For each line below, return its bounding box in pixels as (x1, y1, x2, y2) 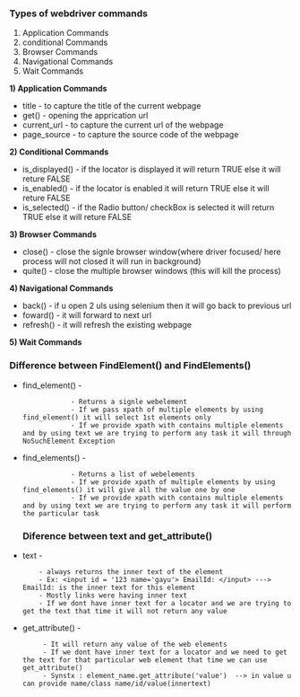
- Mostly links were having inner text (39, 591, 188, 600)
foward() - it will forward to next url (21, 310, 152, 321)
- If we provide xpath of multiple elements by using (70, 477, 276, 487)
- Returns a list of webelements (70, 470, 195, 479)
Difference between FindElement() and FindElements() (9, 359, 252, 372)
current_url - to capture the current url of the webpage (21, 119, 224, 130)
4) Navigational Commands (9, 283, 114, 294)
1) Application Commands (9, 84, 107, 94)
